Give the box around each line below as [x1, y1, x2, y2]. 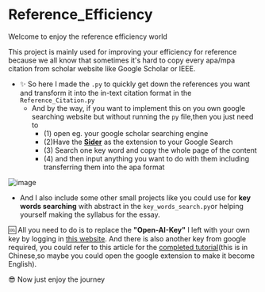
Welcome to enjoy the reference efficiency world [8, 32, 168, 41]
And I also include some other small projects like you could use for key [19, 192, 252, 203]
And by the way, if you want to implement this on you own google [31, 103, 246, 112]
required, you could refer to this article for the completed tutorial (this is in [8, 242, 248, 252]
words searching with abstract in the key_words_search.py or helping [19, 201, 244, 210]
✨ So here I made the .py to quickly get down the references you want [19, 79, 251, 89]
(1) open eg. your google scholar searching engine [43, 128, 209, 138]
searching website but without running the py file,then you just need [31, 112, 254, 121]
